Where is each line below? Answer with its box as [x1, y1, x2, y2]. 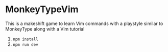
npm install [12, 37, 38, 42]
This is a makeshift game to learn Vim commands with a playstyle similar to [5, 20, 163, 27]
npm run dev [12, 42, 38, 47]
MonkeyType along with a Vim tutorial [5, 25, 85, 32]
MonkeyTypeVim [5, 4, 79, 15]
